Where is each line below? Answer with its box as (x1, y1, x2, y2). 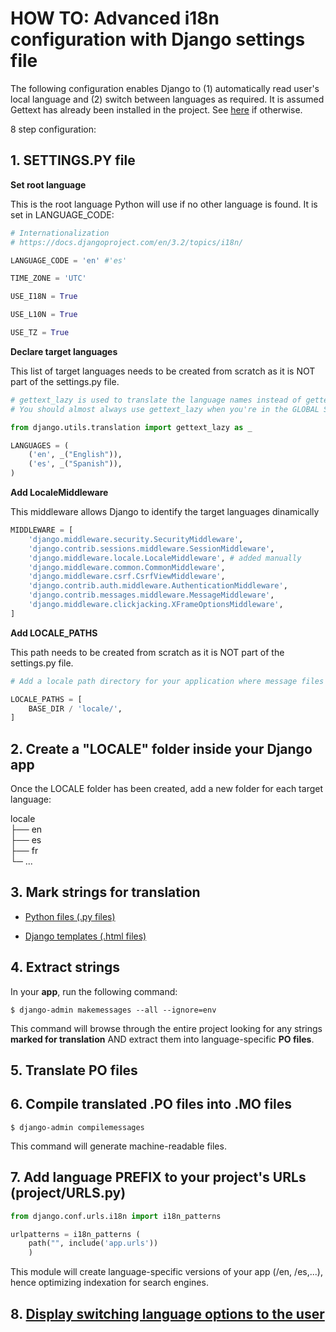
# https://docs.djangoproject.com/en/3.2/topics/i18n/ (10, 237, 244, 247)
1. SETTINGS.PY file (10, 152, 136, 169)
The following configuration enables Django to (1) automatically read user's (10, 82, 320, 94)
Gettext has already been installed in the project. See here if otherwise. (10, 103, 303, 116)
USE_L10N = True (10, 310, 78, 320)
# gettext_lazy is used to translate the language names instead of (10, 395, 302, 405)
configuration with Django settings (10, 28, 306, 51)
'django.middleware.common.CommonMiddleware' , (28, 562, 226, 572)
